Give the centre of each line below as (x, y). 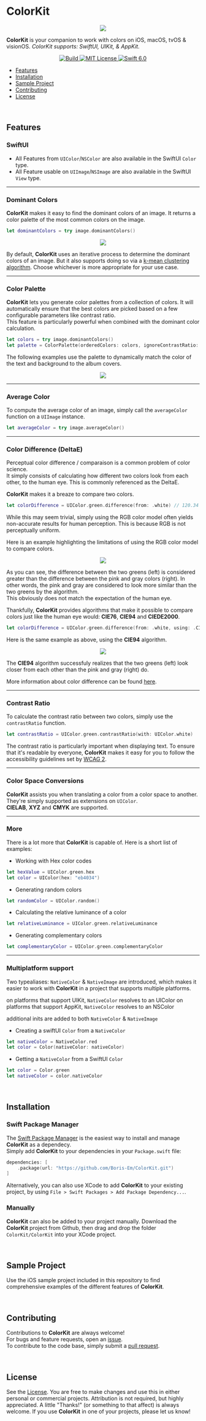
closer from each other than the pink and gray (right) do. (78, 670)
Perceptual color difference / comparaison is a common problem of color (98, 463)
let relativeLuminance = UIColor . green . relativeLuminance (82, 924)
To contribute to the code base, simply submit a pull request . (83, 1346)
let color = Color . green (38, 1070)
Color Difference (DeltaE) (44, 449)
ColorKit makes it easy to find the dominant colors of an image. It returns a (101, 213)
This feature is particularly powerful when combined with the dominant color (103, 322)
